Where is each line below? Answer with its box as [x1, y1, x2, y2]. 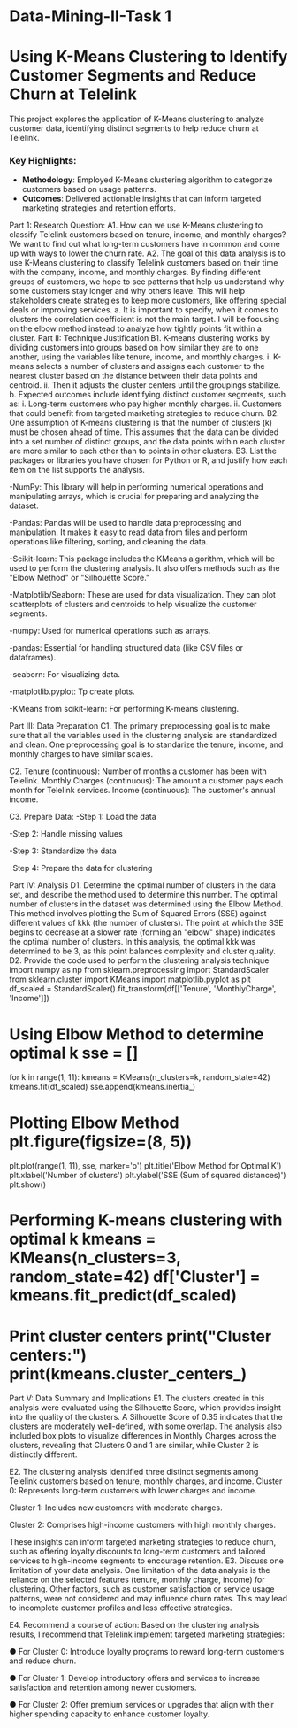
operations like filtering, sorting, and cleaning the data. [9, 536, 209, 547]
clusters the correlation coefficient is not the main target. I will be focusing [9, 314, 280, 325]
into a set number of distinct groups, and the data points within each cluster [9, 436, 286, 447]
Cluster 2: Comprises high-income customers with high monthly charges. [9, 1520, 277, 1531]
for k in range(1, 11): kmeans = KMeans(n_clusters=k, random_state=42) [9, 1072, 271, 1083]
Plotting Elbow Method [9, 1113, 179, 1132]
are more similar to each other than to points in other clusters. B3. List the [9, 445, 277, 457]
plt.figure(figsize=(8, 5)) [9, 1131, 193, 1152]
